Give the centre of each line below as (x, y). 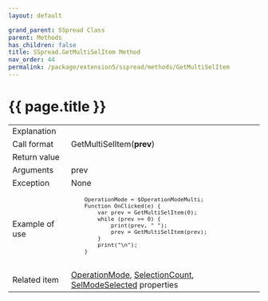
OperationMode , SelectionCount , (132, 275)
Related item (36, 279)
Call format (33, 144)
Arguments (33, 170)
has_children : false (43, 45)
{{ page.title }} (57, 107)
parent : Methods (35, 38)
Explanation (34, 131)
